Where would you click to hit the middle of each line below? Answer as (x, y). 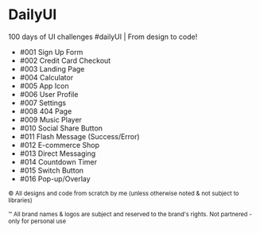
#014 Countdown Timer (58, 161)
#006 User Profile (49, 94)
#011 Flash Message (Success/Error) (80, 136)
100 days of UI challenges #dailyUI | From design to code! (103, 37)
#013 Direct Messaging (58, 153)
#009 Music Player (50, 119)
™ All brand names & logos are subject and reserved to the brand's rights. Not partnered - (130, 214)
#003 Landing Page (52, 68)
